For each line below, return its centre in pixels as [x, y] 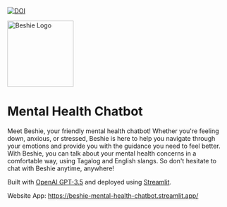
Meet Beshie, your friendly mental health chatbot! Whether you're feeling [114, 131]
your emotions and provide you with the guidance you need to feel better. [114, 146]
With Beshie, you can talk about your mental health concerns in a [102, 153]
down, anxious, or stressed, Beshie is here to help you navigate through [111, 138]
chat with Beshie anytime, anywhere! [61, 168]
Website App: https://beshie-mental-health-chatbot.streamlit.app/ [103, 195]
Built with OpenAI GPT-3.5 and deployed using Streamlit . [89, 182]
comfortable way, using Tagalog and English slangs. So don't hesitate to [112, 161]
